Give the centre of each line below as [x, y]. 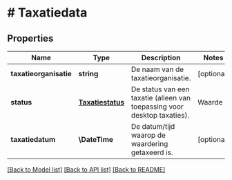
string [88, 74]
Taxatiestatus [101, 102]
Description [161, 58]
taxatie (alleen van [161, 98]
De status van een [160, 89]
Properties [30, 38]
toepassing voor [157, 107]
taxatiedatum [33, 139]
